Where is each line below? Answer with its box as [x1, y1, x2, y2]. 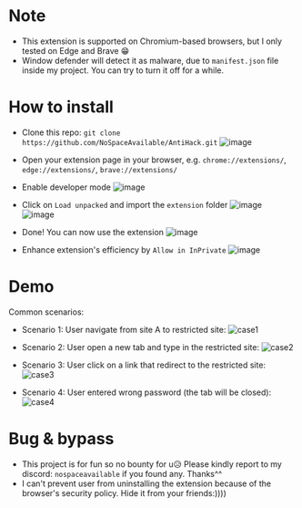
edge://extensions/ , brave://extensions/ [21, 163, 178, 174]
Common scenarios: [8, 306, 85, 317]
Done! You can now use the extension [21, 226, 165, 237]
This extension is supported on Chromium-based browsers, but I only [21, 36, 283, 47]
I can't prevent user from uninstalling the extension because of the [21, 478, 272, 489]
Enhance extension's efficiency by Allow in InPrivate [21, 244, 226, 255]
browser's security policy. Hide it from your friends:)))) [21, 487, 226, 498]
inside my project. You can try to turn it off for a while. [21, 65, 225, 76]
